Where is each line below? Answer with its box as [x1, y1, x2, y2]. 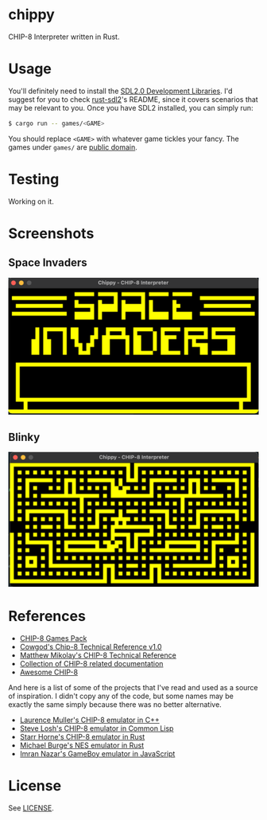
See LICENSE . [8, 802, 54, 813]
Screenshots [8, 225, 95, 242]
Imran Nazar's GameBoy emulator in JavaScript [19, 748, 176, 758]
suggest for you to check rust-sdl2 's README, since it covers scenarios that [8, 94, 258, 104]
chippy [8, 6, 56, 24]
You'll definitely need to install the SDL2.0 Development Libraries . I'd [8, 86, 233, 96]
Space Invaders [8, 256, 87, 270]
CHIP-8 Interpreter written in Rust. [8, 32, 120, 41]
